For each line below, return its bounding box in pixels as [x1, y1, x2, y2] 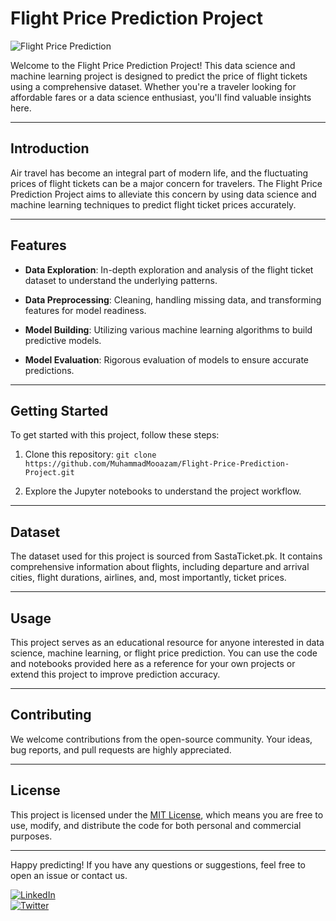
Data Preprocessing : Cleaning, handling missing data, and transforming [24, 293, 322, 306]
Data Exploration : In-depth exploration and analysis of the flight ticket [24, 263, 314, 276]
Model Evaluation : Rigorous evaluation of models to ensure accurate [24, 353, 310, 366]
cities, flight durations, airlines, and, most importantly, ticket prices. [10, 572, 287, 584]
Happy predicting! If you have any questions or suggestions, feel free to [10, 858, 307, 871]
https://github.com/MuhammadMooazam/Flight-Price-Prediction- [24, 459, 290, 469]
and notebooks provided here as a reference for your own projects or [10, 658, 296, 669]
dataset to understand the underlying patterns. [24, 274, 218, 286]
